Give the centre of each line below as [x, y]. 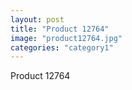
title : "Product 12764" [60, 29]
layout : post [37, 19]
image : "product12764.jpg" [66, 38]
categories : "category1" [62, 47]
